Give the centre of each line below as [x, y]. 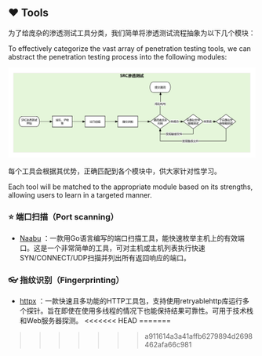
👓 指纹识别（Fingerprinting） [66, 280]
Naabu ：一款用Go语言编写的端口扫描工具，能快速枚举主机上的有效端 [132, 238]
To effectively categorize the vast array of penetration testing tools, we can [129, 48]
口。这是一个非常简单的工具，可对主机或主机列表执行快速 [112, 248]
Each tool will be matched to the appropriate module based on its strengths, [131, 187]
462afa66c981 [168, 344]
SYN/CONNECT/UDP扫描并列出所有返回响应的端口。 [105, 257]
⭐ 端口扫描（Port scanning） [64, 217]
